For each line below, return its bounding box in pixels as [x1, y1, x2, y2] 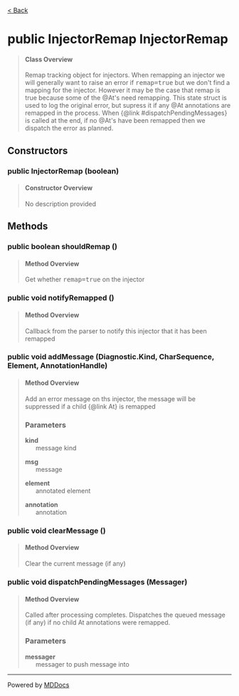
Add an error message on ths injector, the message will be [24, 394, 196, 403]
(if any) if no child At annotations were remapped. [24, 618, 171, 627]
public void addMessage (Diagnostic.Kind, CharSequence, [7, 352, 215, 362]
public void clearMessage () [7, 525, 106, 535]
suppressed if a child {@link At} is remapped [24, 402, 156, 410]
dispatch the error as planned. [24, 124, 114, 133]
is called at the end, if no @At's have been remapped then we [24, 116, 206, 125]
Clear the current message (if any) [24, 560, 126, 568]
